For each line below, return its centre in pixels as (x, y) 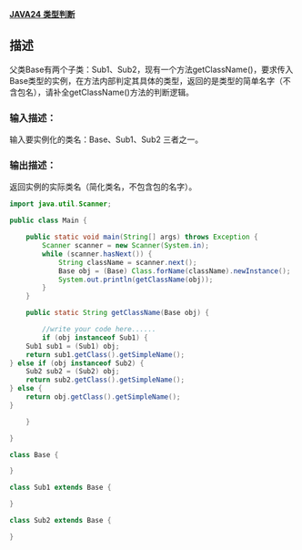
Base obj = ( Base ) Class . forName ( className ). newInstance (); (174, 271)
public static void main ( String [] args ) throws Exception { (142, 237)
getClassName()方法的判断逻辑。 (131, 92)
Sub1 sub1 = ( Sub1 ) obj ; (73, 346)
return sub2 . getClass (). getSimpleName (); (105, 380)
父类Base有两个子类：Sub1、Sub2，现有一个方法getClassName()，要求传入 (151, 69)
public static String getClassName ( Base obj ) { (117, 313)
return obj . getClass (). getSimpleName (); (103, 397)
